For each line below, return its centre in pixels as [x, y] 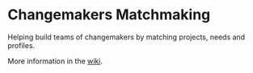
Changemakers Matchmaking [109, 15]
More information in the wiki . [55, 61]
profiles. [21, 45]
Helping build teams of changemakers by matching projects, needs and [126, 37]
